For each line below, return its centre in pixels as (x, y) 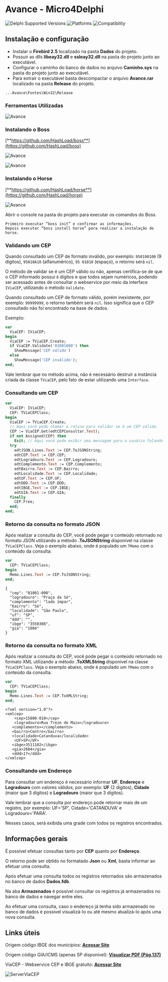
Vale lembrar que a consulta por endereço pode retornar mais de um (76, 802)
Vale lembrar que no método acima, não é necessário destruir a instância (81, 374)
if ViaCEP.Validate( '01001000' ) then (49, 346)
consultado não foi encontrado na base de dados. (57, 308)
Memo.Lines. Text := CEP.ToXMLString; (49, 696)
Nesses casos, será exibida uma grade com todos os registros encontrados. (84, 823)
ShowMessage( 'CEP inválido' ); (46, 360)
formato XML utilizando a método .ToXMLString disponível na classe (77, 662)
